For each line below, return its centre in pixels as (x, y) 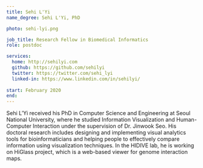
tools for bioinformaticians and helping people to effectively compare (93, 139)
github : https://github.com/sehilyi (58, 68)
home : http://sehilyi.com (45, 62)
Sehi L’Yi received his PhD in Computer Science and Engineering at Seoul (98, 113)
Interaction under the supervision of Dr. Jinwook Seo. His (105, 126)
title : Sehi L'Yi (28, 12)
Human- (187, 120)
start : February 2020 (34, 90)
